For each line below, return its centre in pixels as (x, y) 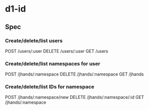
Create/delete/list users (34, 41)
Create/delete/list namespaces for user (53, 63)
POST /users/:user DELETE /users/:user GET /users (57, 51)
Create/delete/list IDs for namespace (50, 87)
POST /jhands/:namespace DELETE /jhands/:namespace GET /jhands (74, 74)
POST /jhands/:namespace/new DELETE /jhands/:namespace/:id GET (75, 97)
